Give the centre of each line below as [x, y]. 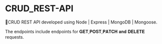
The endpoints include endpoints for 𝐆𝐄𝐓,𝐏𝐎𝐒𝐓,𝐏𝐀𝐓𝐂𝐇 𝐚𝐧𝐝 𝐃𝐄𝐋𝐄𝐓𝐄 [75, 31]
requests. [15, 37]
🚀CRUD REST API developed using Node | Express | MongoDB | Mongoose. [81, 22]
